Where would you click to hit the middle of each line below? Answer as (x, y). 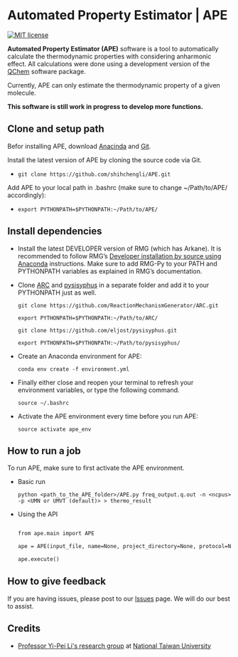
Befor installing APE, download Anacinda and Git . (79, 146)
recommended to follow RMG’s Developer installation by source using (119, 256)
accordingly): (27, 195)
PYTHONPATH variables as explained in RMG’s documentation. (110, 271)
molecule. (22, 93)
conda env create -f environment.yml (74, 369)
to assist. (21, 606)
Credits (24, 629)
